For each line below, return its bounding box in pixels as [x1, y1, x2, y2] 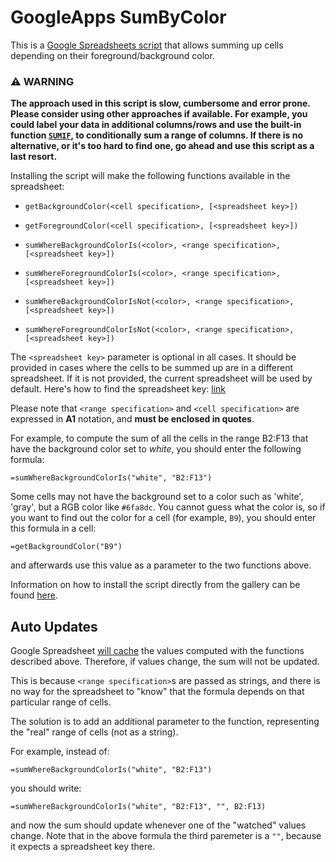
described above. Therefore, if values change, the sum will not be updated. [10, 656, 320, 668]
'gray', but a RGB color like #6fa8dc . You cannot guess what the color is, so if [10, 501, 326, 513]
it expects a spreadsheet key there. [10, 841, 156, 853]
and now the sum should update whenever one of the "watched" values [10, 819, 307, 831]
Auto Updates [10, 618, 98, 635]
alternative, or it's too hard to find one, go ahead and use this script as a [10, 140, 315, 152]
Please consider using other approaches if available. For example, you [10, 108, 308, 120]
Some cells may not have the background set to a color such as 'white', [10, 491, 304, 503]
